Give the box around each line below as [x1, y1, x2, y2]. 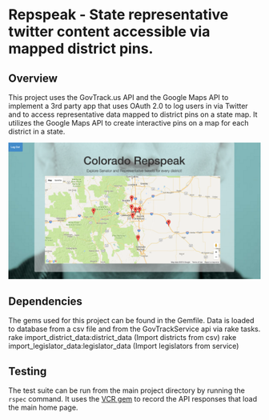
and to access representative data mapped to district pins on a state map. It [8, 110, 258, 119]
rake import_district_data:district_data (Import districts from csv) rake [8, 333, 237, 342]
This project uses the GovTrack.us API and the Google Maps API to [8, 93, 229, 102]
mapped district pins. [8, 40, 154, 58]
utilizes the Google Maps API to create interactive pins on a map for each [8, 118, 250, 127]
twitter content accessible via [8, 22, 211, 41]
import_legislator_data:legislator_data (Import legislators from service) [8, 342, 239, 351]
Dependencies [8, 294, 82, 309]
